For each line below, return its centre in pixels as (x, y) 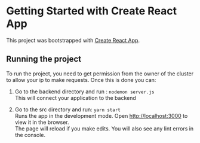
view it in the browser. (42, 122)
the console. (30, 135)
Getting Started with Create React (92, 11)
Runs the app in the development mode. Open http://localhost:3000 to (101, 115)
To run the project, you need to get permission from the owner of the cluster (100, 74)
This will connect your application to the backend (75, 98)
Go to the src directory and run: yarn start (67, 109)
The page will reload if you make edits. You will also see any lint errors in (104, 128)
